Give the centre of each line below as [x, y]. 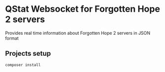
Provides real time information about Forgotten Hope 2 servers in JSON [78, 33]
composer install [23, 65]
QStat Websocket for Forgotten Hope [83, 9]
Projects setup [28, 54]
